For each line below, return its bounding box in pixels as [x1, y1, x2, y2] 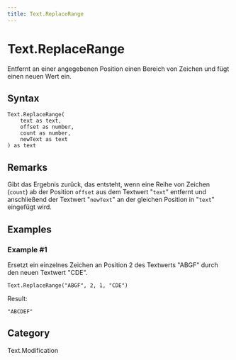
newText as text [20, 136, 69, 143]
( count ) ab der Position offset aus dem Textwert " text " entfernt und [7, 188, 207, 196]
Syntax [7, 92, 40, 104]
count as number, [20, 130, 72, 137]
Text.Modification [7, 346, 59, 354]
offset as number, [20, 123, 74, 131]
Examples [7, 223, 52, 235]
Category [7, 327, 50, 339]
